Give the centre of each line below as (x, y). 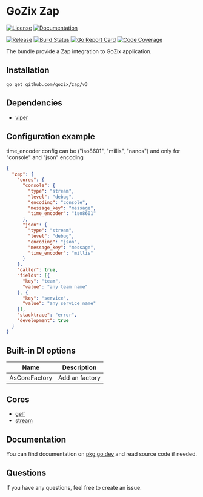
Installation (28, 71)
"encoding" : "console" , (58, 202)
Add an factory (79, 378)
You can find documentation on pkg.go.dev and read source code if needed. (102, 454)
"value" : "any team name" (55, 287)
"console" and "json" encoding (45, 157)
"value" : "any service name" (59, 304)
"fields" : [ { (34, 275)
